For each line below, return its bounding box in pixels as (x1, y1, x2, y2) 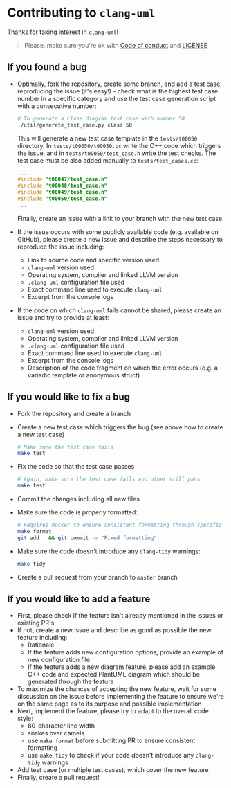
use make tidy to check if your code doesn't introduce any (27, 751, 194, 760)
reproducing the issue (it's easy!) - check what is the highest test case (17, 87, 219, 95)
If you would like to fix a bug (7, 391, 130, 403)
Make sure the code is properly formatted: (17, 508, 138, 517)
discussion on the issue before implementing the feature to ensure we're (17, 692, 225, 701)
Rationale (27, 641, 55, 649)
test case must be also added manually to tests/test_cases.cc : (17, 156, 198, 164)
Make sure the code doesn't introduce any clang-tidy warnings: (17, 547, 201, 555)
